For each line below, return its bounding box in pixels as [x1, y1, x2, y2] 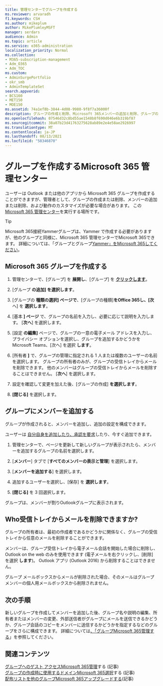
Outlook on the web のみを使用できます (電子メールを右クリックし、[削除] [5, 551, 154, 557]
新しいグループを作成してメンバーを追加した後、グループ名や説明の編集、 [5, 610, 153, 616]
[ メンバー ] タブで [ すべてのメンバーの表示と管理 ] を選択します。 [12, 458, 141, 464]
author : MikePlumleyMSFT [5, 25, 55, 30]
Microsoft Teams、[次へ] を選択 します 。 [12, 342, 94, 348]
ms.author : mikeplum [5, 20, 47, 26]
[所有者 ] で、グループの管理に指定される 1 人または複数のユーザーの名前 [12, 352, 158, 358]
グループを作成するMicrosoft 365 [5, 161, 139, 172]
